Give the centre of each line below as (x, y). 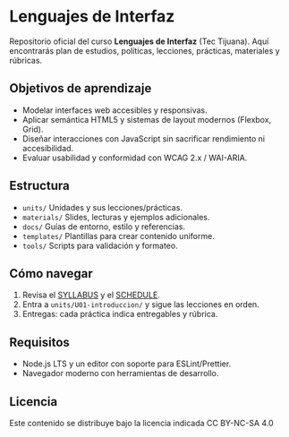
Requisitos (39, 342)
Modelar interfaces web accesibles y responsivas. (115, 110)
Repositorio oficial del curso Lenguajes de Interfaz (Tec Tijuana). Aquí (139, 41)
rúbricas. (26, 60)
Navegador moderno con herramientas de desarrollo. (120, 373)
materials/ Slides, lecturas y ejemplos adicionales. (116, 217)
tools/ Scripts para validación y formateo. (100, 245)
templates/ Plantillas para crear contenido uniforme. (118, 236)
